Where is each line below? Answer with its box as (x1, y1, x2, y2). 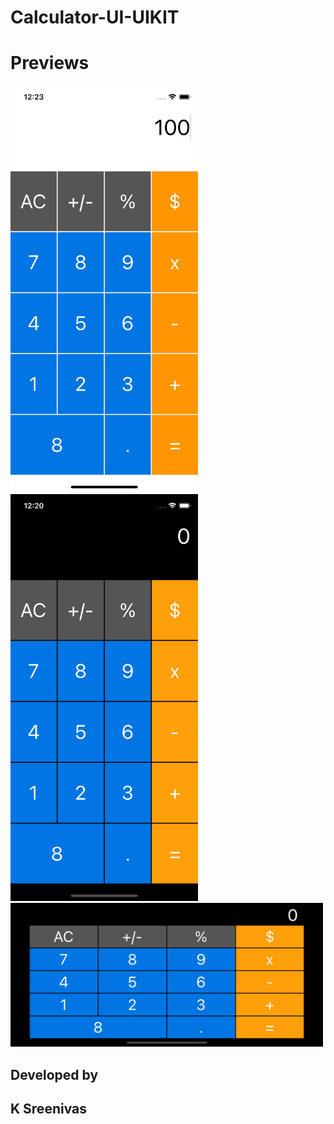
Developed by (10, 1066, 99, 1083)
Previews (10, 52, 90, 75)
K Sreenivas (10, 1101, 87, 1118)
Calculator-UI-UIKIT (10, 6, 180, 29)
